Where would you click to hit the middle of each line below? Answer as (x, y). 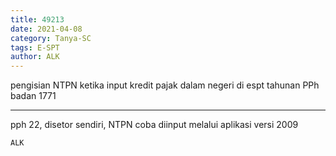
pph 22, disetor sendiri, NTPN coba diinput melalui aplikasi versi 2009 (154, 125)
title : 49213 (37, 19)
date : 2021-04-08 (46, 29)
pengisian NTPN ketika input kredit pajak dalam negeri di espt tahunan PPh (165, 85)
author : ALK (35, 57)
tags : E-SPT (35, 47)
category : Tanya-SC (51, 38)
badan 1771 (33, 96)
